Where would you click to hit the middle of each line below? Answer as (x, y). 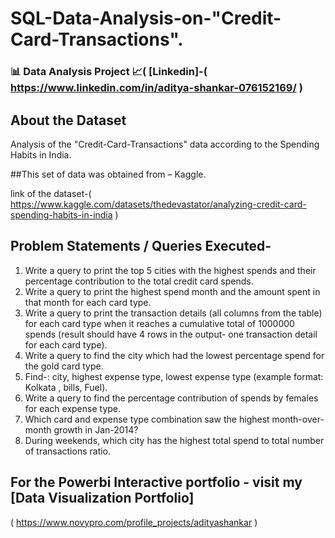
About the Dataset (68, 120)
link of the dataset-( (51, 193)
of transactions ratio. (68, 451)
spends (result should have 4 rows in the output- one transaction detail (171, 334)
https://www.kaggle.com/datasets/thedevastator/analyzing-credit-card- (158, 204)
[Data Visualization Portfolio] (102, 498)
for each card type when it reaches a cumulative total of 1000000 (159, 323)
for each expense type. (73, 408)
